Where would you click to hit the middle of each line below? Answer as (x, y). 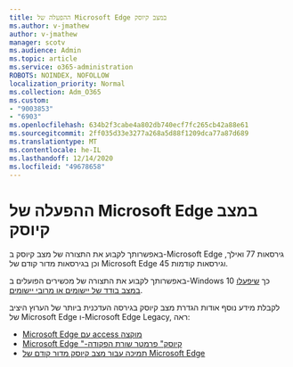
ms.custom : (29, 100)
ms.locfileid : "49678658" (57, 167)
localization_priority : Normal (67, 84)
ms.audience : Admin (45, 51)
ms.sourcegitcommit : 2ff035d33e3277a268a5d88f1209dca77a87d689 (129, 134)
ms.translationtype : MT (53, 142)
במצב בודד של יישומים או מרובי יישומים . (76, 290)
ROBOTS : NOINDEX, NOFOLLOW (59, 76)
